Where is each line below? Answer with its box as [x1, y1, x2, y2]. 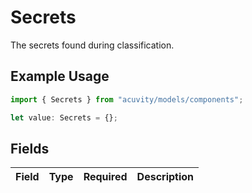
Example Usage [10, 68, 110, 85]
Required [83, 170, 128, 184]
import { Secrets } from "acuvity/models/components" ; [10, 94, 244, 105]
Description [136, 170, 195, 184]
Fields [10, 140, 50, 157]
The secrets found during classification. [10, 39, 175, 51]
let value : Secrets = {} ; [10, 112, 118, 123]
